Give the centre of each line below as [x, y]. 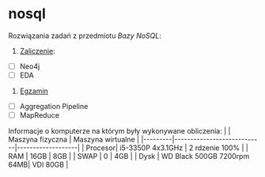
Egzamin [34, 91]
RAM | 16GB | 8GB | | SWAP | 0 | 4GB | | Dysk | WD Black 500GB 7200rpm [129, 156]
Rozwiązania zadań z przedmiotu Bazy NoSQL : [85, 36]
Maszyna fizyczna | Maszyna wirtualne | [74, 140]
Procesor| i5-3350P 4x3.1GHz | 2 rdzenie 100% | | [167, 148]
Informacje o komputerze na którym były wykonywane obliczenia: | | [119, 131]
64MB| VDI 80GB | [38, 165]
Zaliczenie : [37, 51]
